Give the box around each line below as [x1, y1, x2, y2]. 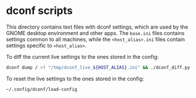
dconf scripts [6, 4, 73, 17]
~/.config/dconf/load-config [6, 86, 77, 92]
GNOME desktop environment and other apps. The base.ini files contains [6, 29, 185, 36]
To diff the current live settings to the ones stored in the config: [6, 53, 159, 60]
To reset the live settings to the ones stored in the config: [6, 75, 144, 82]
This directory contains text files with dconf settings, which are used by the [6, 23, 188, 30]
